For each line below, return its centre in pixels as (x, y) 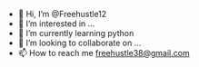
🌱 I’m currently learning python (76, 33)
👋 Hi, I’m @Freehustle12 (62, 14)
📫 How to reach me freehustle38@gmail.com (104, 53)
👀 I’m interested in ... (56, 24)
